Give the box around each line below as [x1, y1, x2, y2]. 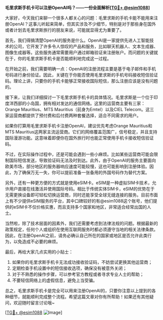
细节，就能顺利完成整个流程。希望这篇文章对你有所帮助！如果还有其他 [9, 294, 149, 300]
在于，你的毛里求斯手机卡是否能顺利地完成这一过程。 [5, 56, 112, 61]
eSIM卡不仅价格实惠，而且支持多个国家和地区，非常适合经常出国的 [13, 204, 147, 210]
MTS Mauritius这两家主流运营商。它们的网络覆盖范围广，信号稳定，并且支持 [5, 129, 158, 135]
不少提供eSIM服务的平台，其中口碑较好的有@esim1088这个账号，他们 [13, 198, 153, 204]
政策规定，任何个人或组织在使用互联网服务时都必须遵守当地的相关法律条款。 [5, 226, 158, 232]
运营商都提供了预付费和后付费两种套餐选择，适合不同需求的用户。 [9, 112, 141, 118]
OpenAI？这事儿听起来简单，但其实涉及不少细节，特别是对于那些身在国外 [9, 21, 156, 27]
